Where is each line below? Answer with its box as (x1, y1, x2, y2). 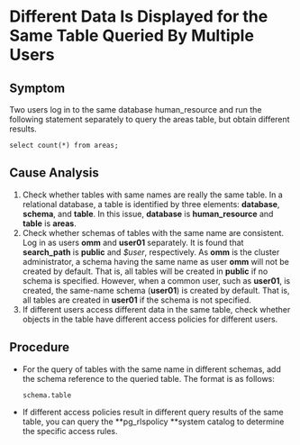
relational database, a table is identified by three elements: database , (22, 198, 280, 209)
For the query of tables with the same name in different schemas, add (22, 363, 282, 375)
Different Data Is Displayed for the (9, 6, 268, 27)
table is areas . (22, 218, 77, 229)
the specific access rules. (22, 425, 119, 436)
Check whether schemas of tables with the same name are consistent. (22, 227, 284, 238)
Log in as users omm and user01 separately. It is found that (22, 237, 244, 248)
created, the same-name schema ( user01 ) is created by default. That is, (22, 285, 290, 295)
